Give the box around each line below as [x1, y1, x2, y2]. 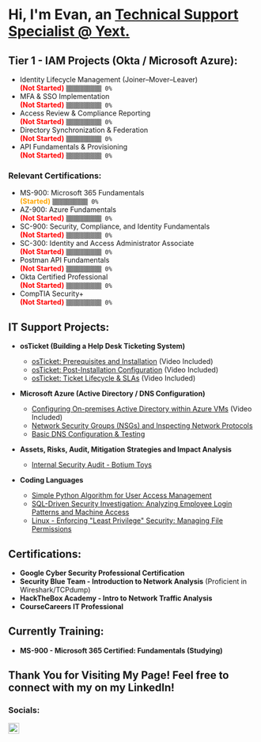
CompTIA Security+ [19, 289, 85, 298]
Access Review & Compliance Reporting [19, 108, 151, 118]
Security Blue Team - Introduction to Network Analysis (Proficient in [19, 576, 248, 586]
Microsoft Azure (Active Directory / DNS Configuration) [19, 389, 206, 399]
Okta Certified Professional [19, 272, 108, 282]
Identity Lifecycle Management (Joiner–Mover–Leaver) [19, 75, 199, 84]
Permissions [31, 524, 72, 534]
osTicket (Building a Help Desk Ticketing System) [19, 342, 186, 351]
